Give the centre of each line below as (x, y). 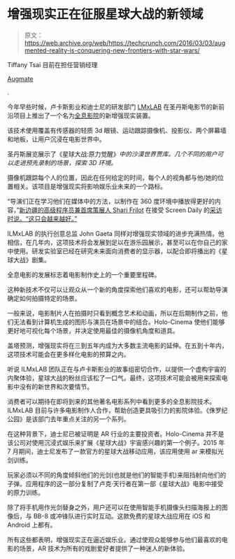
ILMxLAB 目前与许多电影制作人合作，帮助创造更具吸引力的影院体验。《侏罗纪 (117, 410)
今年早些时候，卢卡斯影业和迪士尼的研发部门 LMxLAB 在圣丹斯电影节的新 (113, 106)
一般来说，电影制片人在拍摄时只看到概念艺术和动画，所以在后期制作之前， (114, 313)
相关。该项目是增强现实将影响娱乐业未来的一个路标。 (90, 186)
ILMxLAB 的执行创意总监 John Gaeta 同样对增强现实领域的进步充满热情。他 (116, 233)
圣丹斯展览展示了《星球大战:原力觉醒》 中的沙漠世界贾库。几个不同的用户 (113, 154)
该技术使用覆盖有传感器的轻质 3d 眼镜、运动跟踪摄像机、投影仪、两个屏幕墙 (117, 130)
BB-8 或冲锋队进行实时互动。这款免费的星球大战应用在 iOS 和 (122, 516)
